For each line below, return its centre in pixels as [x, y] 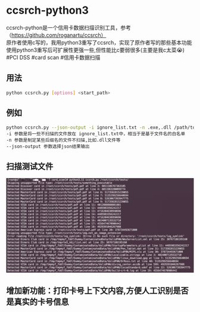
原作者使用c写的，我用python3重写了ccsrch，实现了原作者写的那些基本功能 [99, 42]
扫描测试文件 [30, 166]
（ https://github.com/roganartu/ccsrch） [56, 35]
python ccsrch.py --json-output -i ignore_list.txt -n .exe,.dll [89, 128]
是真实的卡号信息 [37, 302]
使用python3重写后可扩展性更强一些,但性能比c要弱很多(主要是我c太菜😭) [96, 50]
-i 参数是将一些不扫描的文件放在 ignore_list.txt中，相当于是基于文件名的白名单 [96, 134]
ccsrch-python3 [48, 10]
